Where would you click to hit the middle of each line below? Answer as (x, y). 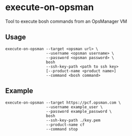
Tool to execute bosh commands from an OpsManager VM (66, 21)
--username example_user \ (74, 107)
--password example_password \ (79, 111)
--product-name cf (65, 125)
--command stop (62, 129)
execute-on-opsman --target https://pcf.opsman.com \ (63, 103)
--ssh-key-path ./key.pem (73, 120)
